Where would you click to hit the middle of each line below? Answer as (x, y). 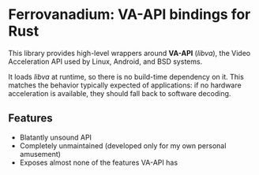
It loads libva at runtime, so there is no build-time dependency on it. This (126, 76)
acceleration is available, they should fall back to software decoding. (120, 93)
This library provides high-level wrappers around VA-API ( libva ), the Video (129, 53)
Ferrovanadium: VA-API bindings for (129, 15)
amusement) (40, 154)
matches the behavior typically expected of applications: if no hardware (125, 85)
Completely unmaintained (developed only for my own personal (123, 145)
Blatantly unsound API (56, 137)
